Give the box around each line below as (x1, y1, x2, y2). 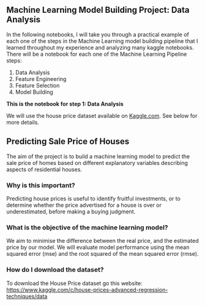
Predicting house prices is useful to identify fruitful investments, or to (6, 194, 181, 202)
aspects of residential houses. (6, 166, 83, 173)
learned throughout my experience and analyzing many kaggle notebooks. (6, 44, 194, 51)
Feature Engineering (15, 75, 67, 82)
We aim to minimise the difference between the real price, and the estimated (6, 237, 199, 245)
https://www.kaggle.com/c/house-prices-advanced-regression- (6, 286, 168, 293)
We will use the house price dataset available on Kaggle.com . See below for (6, 112, 198, 119)
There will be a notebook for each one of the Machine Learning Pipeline (6, 50, 187, 58)
